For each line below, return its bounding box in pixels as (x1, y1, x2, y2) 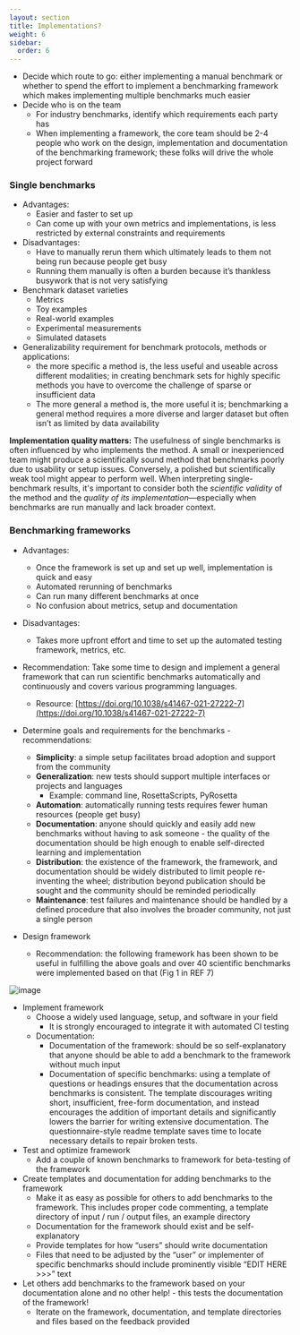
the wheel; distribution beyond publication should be (71, 875, 266, 886)
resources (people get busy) (35, 809, 141, 819)
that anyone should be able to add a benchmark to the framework (48, 1049, 291, 1060)
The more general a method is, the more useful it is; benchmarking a (35, 399, 289, 410)
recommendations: (21, 734, 92, 745)
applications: (21, 351, 70, 363)
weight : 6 (9, 30, 47, 39)
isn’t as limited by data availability (35, 418, 159, 429)
